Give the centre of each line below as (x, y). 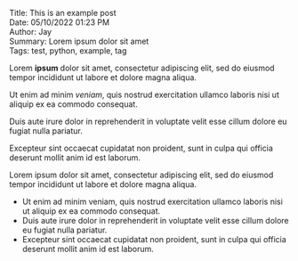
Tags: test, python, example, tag (68, 51)
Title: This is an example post (63, 13)
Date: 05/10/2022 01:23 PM (59, 22)
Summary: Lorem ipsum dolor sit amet (79, 41)
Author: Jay (30, 32)
